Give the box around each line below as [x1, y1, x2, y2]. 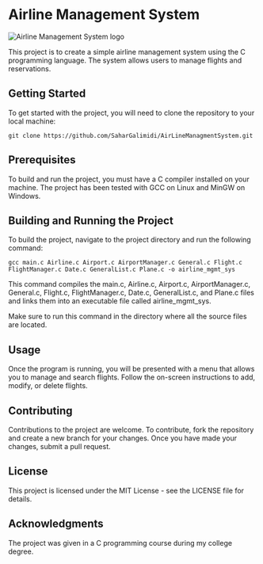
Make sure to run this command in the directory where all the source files [8, 311, 247, 322]
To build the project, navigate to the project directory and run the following [8, 235, 251, 245]
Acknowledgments [8, 517, 105, 531]
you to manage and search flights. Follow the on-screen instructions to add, [8, 372, 256, 382]
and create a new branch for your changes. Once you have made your [8, 433, 238, 443]
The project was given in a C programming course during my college [8, 538, 232, 547]
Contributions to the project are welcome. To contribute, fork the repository [8, 425, 254, 434]
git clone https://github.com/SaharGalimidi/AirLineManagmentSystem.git [8, 131, 253, 139]
